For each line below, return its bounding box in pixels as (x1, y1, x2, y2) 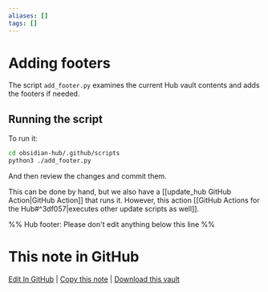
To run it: (8, 134, 39, 143)
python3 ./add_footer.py (8, 157, 91, 165)
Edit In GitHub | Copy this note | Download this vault (8, 274, 181, 284)
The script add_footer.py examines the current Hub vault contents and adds (8, 80, 260, 90)
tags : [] (8, 19, 38, 27)
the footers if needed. (8, 89, 80, 99)
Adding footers (8, 54, 111, 72)
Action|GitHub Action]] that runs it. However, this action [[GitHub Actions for (8, 195, 260, 205)
